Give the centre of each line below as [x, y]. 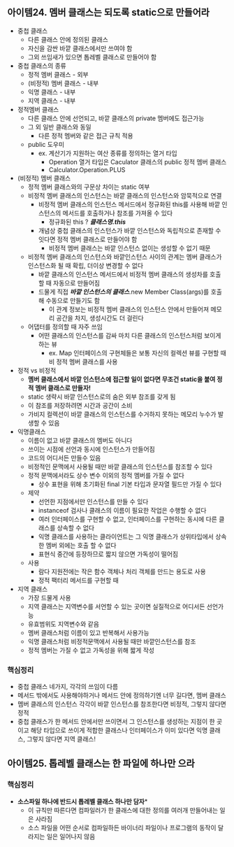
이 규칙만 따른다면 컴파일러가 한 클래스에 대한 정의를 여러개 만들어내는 [123, 810]
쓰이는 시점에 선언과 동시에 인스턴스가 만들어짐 [91, 449]
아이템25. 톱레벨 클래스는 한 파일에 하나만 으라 [101, 763]
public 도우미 [46, 144]
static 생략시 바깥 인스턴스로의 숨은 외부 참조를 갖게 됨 [102, 397]
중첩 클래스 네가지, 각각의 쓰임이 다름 [68, 687]
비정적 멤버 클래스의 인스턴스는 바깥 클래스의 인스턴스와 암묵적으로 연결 [125, 195]
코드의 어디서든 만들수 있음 [64, 457]
